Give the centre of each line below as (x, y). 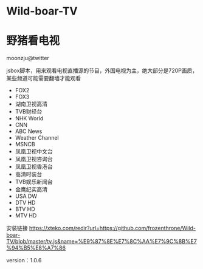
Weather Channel (37, 138)
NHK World (29, 118)
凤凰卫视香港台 (34, 167)
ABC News (29, 131)
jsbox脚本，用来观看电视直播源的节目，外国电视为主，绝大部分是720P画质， (102, 70)
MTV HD (26, 216)
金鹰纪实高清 (31, 189)
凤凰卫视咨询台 (34, 159)
